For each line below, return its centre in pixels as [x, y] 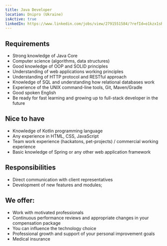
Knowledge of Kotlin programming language [57, 131]
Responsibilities [31, 168]
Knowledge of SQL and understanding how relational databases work [83, 82]
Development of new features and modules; [57, 185]
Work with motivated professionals [48, 212]
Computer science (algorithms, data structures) [61, 61]
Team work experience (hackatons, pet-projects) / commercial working [85, 141]
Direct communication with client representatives [63, 179]
